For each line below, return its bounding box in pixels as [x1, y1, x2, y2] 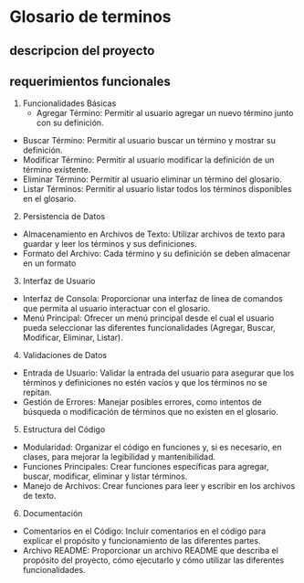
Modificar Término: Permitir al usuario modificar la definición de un [22, 154, 275, 165]
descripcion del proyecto [9, 43, 155, 58]
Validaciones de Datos [22, 350, 108, 361]
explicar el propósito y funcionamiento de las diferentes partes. [22, 535, 261, 546]
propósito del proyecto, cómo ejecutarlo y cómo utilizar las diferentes [22, 555, 285, 566]
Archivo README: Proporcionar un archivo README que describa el [22, 546, 278, 556]
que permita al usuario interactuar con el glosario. [22, 303, 211, 314]
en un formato [22, 258, 77, 269]
